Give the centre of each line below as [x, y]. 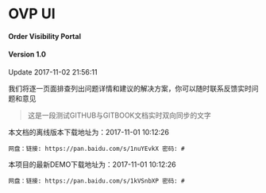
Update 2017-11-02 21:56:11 [53, 71]
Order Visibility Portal [45, 36]
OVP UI [32, 14]
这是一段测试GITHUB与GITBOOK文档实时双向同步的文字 [120, 115]
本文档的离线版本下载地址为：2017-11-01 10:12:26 [89, 132]
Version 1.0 [27, 54]
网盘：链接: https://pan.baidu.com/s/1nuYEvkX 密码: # [96, 149]
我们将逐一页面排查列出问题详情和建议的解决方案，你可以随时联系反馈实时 [130, 88]
